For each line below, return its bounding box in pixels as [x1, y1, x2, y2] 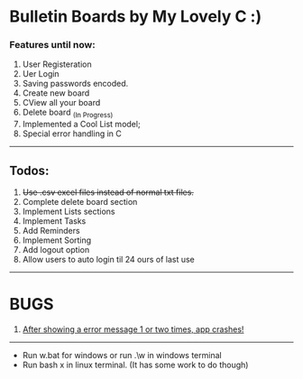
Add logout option [22, 245, 90, 255]
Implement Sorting [22, 235, 92, 245]
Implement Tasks [22, 216, 87, 226]
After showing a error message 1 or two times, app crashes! [22, 324, 244, 335]
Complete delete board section [22, 197, 138, 208]
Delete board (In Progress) [22, 106, 114, 120]
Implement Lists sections [22, 206, 115, 217]
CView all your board [22, 97, 101, 108]
